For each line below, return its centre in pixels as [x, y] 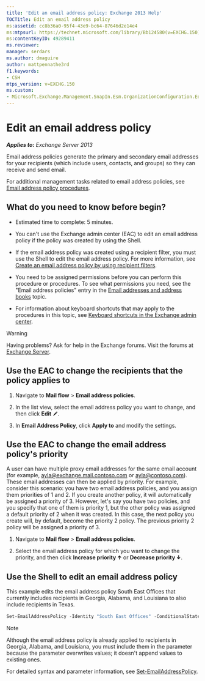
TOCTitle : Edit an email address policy [59, 19]
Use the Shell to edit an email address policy [92, 577]
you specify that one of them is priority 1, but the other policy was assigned [101, 508]
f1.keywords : [23, 71]
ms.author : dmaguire [33, 58]
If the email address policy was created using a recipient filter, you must [106, 252]
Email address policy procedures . [48, 188]
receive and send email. [36, 169]
